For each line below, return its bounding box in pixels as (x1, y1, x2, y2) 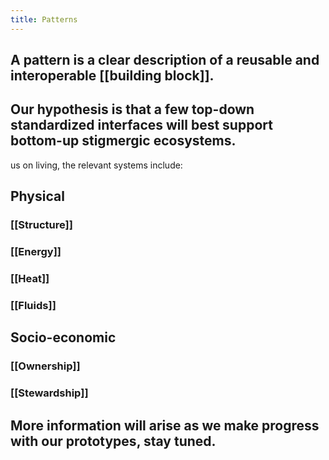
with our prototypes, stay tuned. (10, 432, 217, 450)
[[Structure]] (10, 218, 73, 232)
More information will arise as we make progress (10, 417, 320, 434)
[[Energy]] (10, 245, 62, 259)
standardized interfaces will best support (10, 117, 273, 134)
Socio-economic (10, 329, 117, 346)
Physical (10, 188, 65, 205)
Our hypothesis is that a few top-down (10, 101, 255, 118)
